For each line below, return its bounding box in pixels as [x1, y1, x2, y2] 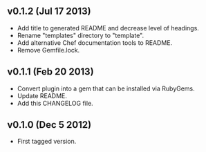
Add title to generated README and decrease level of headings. [17, 23, 199, 32]
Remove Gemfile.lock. [17, 46, 80, 54]
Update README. [17, 91, 68, 99]
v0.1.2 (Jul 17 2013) [7, 6, 91, 17]
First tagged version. [17, 137, 77, 146]
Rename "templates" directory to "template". [17, 31, 144, 39]
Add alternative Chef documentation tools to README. [17, 38, 173, 47]
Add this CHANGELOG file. [17, 99, 93, 107]
